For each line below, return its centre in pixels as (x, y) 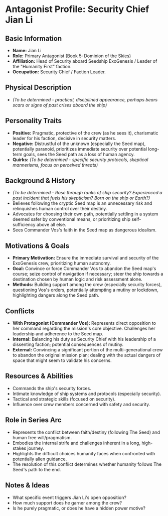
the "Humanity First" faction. (42, 67)
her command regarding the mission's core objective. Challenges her (84, 329)
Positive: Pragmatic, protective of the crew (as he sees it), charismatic (85, 133)
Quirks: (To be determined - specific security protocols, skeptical (80, 160)
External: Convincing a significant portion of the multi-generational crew (88, 350)
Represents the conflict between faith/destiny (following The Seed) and (86, 432)
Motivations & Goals (37, 246)
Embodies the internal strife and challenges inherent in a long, (76, 443)
